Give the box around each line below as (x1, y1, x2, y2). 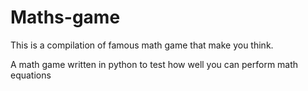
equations (10, 69, 52, 81)
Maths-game (10, 6, 121, 29)
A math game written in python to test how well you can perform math (10, 58, 299, 70)
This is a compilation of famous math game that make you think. (10, 39, 274, 51)
